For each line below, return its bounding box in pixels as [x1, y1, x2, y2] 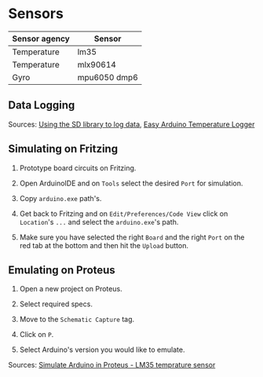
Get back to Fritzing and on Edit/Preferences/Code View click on [19, 209, 228, 218]
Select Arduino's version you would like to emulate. [19, 345, 185, 354]
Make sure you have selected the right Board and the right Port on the [19, 232, 245, 242]
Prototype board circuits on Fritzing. [19, 163, 137, 173]
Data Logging [8, 99, 75, 112]
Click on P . [19, 330, 54, 339]
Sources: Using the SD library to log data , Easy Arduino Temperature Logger [8, 119, 255, 129]
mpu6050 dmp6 [77, 71, 139, 82]
